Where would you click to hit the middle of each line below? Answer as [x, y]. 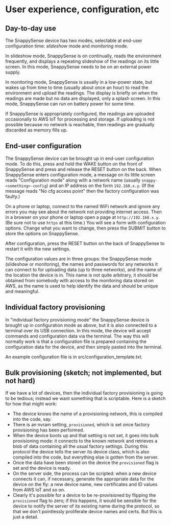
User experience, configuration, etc [82, 9]
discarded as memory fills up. [36, 130]
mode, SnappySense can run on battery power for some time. [70, 104]
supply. [13, 72]
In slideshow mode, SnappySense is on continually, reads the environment [83, 56]
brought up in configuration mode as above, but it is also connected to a [81, 325]
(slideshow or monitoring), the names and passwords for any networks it [82, 264]
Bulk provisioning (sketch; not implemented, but [83, 373]
